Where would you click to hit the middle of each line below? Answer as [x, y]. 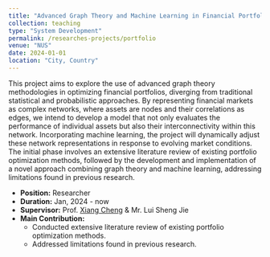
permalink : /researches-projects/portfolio [82, 38]
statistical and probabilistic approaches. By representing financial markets [131, 100]
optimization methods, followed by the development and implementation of [132, 160]
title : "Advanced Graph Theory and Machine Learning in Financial [122, 16]
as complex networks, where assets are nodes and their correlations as [127, 108]
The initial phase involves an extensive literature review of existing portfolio [133, 151]
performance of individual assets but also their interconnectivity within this [132, 126]
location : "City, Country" [53, 61]
